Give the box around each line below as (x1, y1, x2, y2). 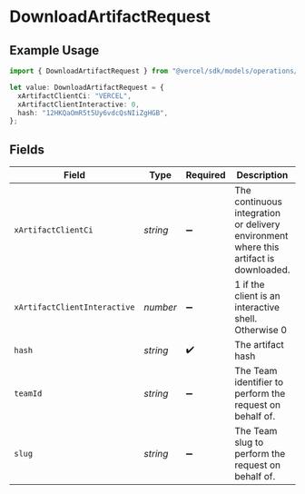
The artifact (234, 339, 284, 351)
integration (234, 207, 281, 220)
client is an (234, 290, 281, 302)
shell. (234, 312, 258, 325)
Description (236, 169, 289, 182)
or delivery (234, 218, 280, 231)
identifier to (234, 376, 284, 389)
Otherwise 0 (234, 324, 288, 337)
